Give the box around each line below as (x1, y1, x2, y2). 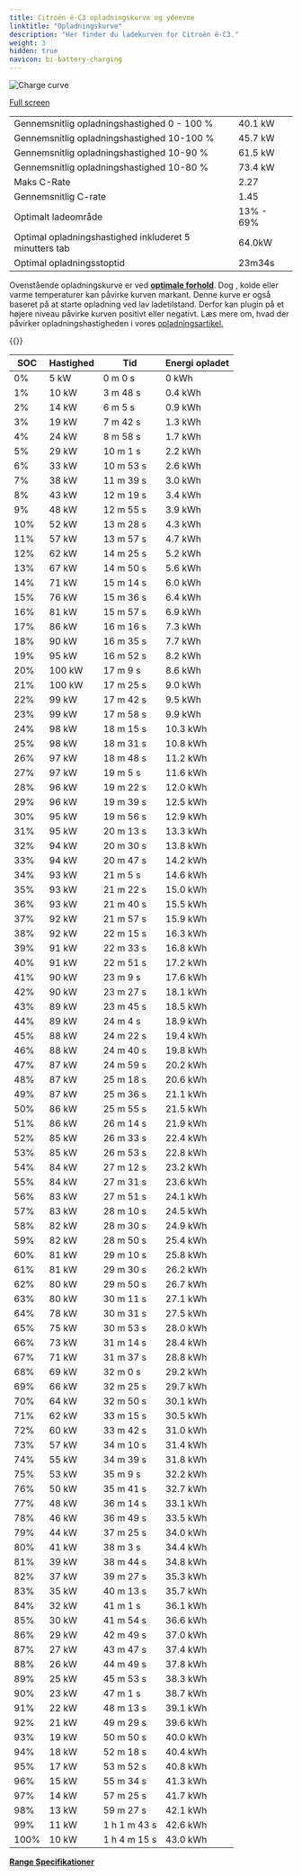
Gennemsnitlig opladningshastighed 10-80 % (13, 161, 209, 174)
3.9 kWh (164, 504, 202, 515)
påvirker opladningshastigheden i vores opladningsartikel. (9, 318, 224, 328)
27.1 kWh (164, 1292, 208, 1305)
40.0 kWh (164, 1731, 208, 1743)
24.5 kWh (164, 1205, 208, 1217)
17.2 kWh (164, 957, 208, 969)
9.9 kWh (164, 708, 202, 720)
